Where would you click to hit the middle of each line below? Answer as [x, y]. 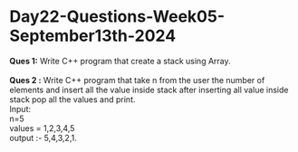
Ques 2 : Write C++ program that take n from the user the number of [137, 80]
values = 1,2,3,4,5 [42, 128]
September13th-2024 [93, 36]
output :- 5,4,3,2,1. [43, 138]
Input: [20, 109]
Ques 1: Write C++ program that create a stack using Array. [120, 61]
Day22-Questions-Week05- [117, 17]
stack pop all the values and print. [72, 99]
